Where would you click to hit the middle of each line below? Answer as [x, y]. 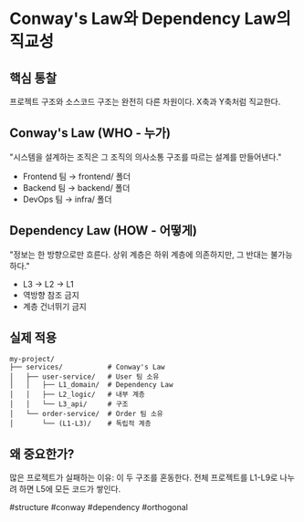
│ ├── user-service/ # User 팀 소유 [84, 377]
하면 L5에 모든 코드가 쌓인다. [70, 489]
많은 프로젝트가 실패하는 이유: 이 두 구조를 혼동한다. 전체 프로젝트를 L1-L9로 [144, 478]
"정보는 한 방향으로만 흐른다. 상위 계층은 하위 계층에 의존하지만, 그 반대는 [139, 254]
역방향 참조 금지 [51, 295]
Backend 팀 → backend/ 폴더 [76, 187]
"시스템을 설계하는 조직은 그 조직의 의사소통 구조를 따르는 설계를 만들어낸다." [146, 157]
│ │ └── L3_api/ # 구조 [69, 404]
